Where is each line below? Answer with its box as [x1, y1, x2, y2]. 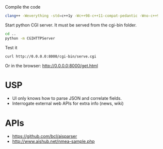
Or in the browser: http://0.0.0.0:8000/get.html [5, 63, 98, 68]
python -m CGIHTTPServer [5, 36, 55, 41]
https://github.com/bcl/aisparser [12, 134, 78, 139]
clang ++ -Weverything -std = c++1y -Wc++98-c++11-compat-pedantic [5, 14, 138, 18]
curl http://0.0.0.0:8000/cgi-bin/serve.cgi [5, 54, 97, 59]
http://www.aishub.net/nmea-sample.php [12, 138, 95, 144]
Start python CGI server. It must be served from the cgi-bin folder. [5, 22, 137, 28]
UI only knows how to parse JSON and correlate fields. [12, 95, 122, 101]
